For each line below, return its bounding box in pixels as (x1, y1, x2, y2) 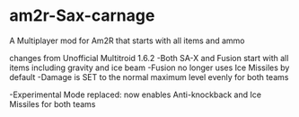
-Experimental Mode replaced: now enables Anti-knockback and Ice (9, 89, 262, 100)
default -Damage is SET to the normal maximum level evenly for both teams (9, 71, 289, 82)
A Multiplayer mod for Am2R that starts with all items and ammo (9, 35, 245, 46)
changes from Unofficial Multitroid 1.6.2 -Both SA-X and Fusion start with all (9, 52, 289, 63)
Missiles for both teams (9, 98, 96, 109)
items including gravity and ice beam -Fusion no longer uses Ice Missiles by (9, 62, 290, 73)
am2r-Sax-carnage (9, 5, 155, 26)
